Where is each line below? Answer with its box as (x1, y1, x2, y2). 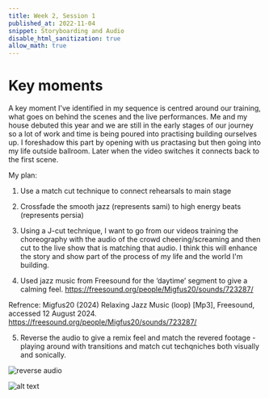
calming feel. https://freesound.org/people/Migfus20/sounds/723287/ (19, 284, 254, 295)
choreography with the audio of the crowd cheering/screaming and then (19, 235, 261, 245)
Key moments (8, 77, 103, 95)
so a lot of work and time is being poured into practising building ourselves (8, 129, 257, 139)
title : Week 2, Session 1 (8, 11, 95, 20)
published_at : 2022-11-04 (8, 19, 95, 27)
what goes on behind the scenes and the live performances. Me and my (8, 112, 248, 122)
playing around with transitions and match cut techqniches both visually (19, 341, 260, 351)
